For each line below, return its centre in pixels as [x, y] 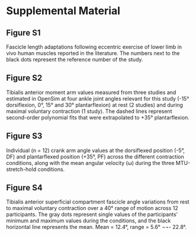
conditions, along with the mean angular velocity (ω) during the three [90, 163]
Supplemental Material [63, 11]
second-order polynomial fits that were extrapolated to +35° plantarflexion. [98, 117]
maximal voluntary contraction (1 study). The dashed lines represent [89, 111]
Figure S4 [24, 188]
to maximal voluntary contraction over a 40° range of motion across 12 [92, 208]
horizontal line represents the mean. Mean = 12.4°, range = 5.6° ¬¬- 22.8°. [97, 227]
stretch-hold [21, 169]
